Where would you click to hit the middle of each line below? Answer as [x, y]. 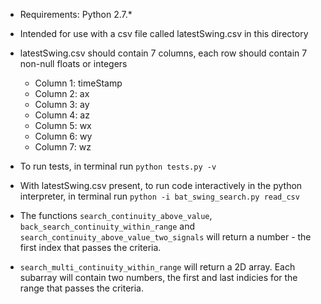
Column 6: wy [63, 136]
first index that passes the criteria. [90, 247]
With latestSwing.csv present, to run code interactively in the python [161, 185]
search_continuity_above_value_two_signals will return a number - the [165, 237]
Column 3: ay [62, 104]
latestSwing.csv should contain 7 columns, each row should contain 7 [163, 53]
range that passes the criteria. [82, 288]
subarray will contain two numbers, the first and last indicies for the [158, 277]
